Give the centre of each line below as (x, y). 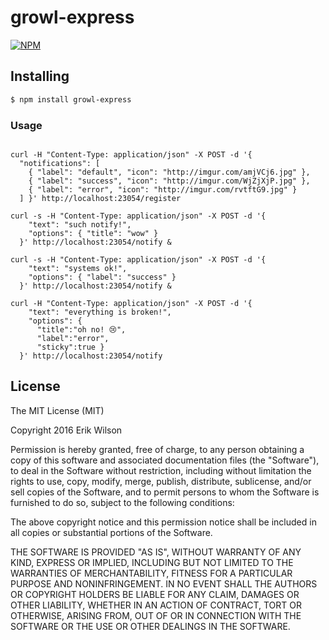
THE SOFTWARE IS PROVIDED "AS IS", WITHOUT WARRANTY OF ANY (156, 552)
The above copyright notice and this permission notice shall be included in (163, 522)
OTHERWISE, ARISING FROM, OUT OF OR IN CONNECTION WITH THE (156, 615)
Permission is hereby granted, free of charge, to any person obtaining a (157, 449)
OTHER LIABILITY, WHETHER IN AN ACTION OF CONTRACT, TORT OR (156, 605)
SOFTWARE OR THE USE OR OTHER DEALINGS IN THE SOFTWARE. (150, 626)
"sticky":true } (70, 347)
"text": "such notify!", (80, 224)
